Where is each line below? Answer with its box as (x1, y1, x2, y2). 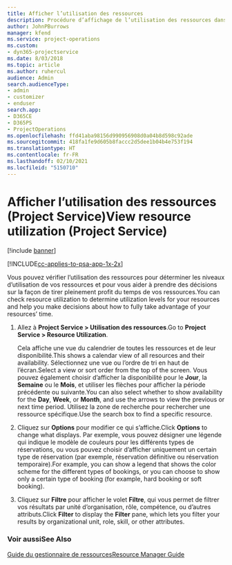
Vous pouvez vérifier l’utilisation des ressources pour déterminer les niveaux (7, 273, 225, 281)
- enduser (7, 100, 36, 107)
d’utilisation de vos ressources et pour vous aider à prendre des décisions (7, 280, 217, 289)
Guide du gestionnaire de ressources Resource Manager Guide (7, 550, 185, 558)
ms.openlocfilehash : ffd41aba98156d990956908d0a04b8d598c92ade (7, 132, 193, 139)
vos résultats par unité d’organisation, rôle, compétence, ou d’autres (17, 502, 211, 511)
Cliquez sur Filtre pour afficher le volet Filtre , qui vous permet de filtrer (17, 495, 220, 504)
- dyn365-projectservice (7, 49, 79, 56)
